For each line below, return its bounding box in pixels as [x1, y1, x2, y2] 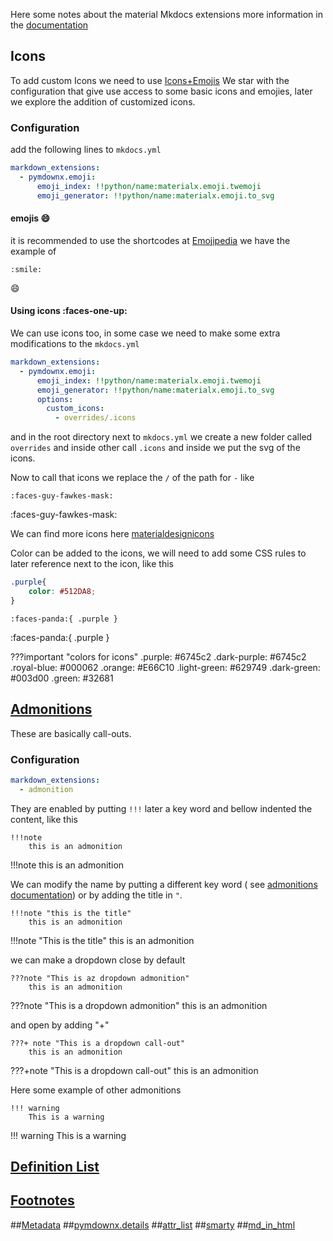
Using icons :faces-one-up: [10, 305, 128, 317]
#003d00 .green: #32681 [10, 672, 114, 684]
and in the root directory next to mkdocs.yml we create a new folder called [10, 431, 313, 443]
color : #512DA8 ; [28, 587, 97, 597]
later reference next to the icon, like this [10, 558, 174, 570]
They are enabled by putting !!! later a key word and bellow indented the [10, 802, 313, 814]
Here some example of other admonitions [10, 1084, 182, 1096]
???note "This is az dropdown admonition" [10, 973, 190, 983]
